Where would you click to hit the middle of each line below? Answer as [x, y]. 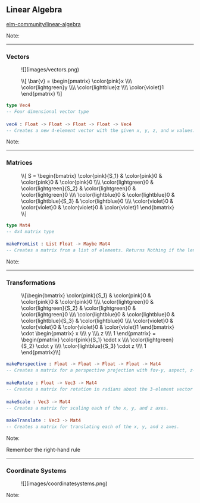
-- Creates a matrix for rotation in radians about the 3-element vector [100, 389]
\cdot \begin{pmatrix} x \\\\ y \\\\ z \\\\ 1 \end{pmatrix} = [88, 334]
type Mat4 [18, 225]
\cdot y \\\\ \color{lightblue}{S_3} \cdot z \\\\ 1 [91, 346]
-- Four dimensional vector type [48, 111]
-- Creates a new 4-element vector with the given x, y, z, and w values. [101, 130]
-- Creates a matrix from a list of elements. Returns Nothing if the [96, 250]
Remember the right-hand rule [43, 450]
